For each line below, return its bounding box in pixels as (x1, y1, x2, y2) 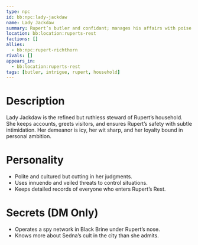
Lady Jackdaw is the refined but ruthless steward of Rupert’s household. (6, 114, 183, 121)
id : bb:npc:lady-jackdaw (6, 14, 67, 20)
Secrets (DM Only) (6, 206, 99, 220)
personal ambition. (6, 133, 52, 140)
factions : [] (6, 36, 38, 42)
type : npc (6, 8, 31, 15)
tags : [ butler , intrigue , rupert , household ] (6, 69, 120, 75)
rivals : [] (6, 53, 33, 58)
